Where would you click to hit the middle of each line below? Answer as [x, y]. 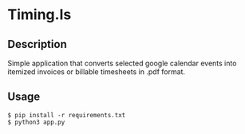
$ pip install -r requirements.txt [67, 115]
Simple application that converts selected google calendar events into [122, 63]
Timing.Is [40, 15]
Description [37, 44]
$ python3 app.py [36, 122]
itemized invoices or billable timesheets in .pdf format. [96, 72]
